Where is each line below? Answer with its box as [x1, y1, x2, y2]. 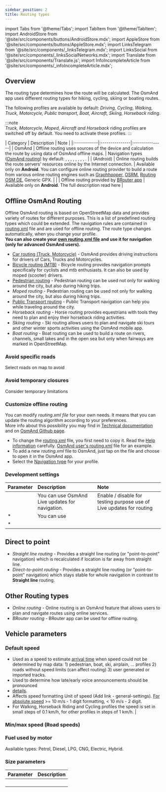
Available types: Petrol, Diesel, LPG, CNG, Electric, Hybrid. [5, 746, 124, 752]
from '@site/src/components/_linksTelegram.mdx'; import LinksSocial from [5, 47, 158, 53]
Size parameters [5, 758, 45, 765]
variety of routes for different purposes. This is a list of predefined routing [5, 215, 156, 221]
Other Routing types [5, 592, 69, 600]
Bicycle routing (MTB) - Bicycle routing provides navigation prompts [12, 262, 151, 268]
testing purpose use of [97, 498, 150, 505]
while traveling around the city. [12, 304, 76, 310]
